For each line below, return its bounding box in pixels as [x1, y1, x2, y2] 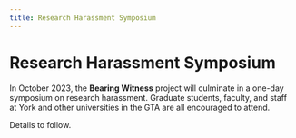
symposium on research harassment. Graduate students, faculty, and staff [9, 92, 288, 103]
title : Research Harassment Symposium [9, 13, 156, 23]
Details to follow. [9, 119, 72, 130]
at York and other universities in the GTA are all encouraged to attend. [9, 102, 271, 113]
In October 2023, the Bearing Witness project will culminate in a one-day [9, 83, 284, 94]
